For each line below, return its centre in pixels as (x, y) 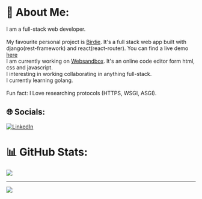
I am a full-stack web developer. (46, 29)
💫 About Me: (38, 12)
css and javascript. (29, 67)
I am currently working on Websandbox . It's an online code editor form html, (101, 61)
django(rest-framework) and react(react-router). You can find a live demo (97, 48)
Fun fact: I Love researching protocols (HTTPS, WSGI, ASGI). (81, 93)
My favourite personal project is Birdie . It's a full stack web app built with (96, 42)
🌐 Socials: (26, 112)
